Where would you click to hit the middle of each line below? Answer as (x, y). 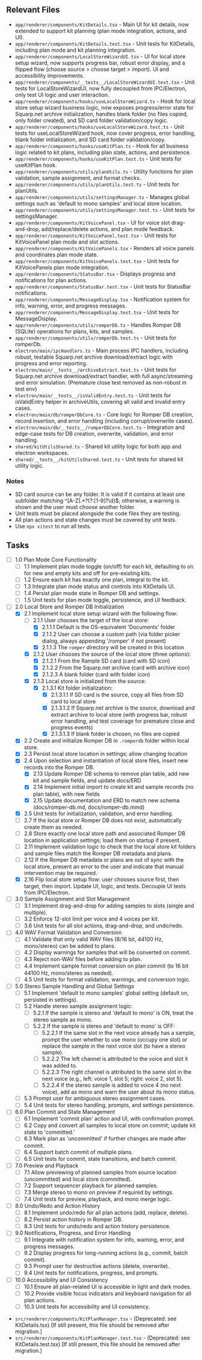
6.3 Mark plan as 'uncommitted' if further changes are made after (105, 1139)
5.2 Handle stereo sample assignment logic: (78, 1006)
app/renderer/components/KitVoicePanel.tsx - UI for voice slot (92, 223)
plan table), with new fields (66, 794)
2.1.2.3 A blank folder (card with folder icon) (96, 674)
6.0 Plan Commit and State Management (65, 1112)
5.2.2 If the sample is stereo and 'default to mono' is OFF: (104, 1026)
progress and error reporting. (51, 363)
